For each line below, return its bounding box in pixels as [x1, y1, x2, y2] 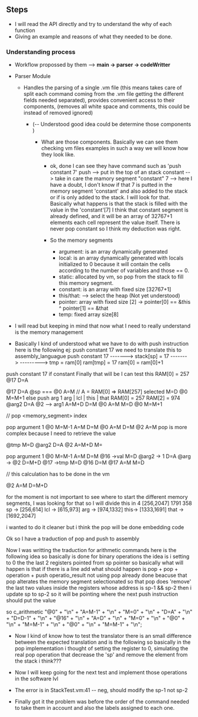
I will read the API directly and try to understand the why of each [14, 20, 172, 27]
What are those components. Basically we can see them [41, 138, 178, 145]
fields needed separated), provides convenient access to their [23, 97, 176, 104]
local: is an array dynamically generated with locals [59, 254, 184, 262]
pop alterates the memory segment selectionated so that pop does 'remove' [6, 578, 191, 585]
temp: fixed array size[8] [59, 311, 119, 318]
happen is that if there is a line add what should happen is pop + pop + [6, 566, 178, 573]
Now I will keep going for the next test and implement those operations [14, 669, 187, 676]
